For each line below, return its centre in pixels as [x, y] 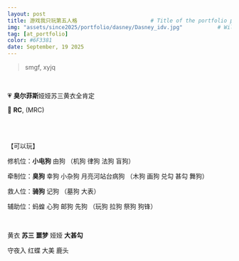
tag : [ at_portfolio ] [38, 34]
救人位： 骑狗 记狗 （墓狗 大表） [54, 191]
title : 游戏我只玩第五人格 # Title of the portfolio [117, 21]
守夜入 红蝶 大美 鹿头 [38, 250]
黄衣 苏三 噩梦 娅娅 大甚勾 [45, 235]
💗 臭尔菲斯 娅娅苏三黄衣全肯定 [51, 96]
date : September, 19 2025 [46, 47]
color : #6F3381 [30, 41]
